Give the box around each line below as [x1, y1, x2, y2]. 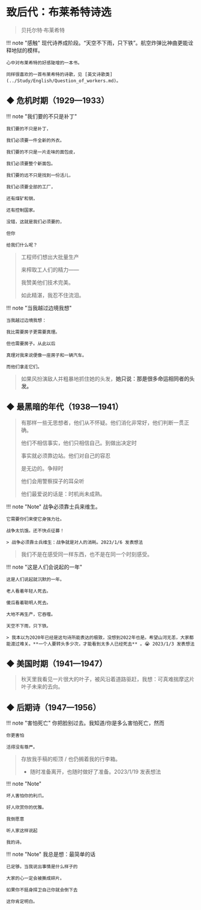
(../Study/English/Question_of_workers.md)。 [6, 77, 121, 84]
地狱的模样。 [11, 46, 43, 54]
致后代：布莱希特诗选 [6, 5, 112, 19]
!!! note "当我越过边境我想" [6, 304, 72, 311]
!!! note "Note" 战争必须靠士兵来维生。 [6, 503, 101, 510]
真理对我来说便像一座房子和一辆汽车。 [6, 352, 87, 358]
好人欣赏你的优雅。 [6, 804, 47, 810]
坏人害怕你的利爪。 [6, 793, 47, 799]
